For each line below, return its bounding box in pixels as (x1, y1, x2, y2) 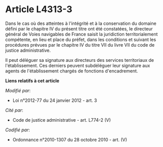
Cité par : (5, 107, 24, 113)
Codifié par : (5, 127, 30, 133)
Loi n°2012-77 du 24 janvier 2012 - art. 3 (12, 97, 97, 103)
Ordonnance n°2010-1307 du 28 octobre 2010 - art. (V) (12, 136, 127, 142)
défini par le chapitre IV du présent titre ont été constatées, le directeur (5, 25, 153, 31)
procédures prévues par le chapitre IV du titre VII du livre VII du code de (5, 42, 155, 48)
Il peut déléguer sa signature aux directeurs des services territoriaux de (5, 57, 154, 63)
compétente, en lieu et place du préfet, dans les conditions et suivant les (5, 36, 156, 43)
